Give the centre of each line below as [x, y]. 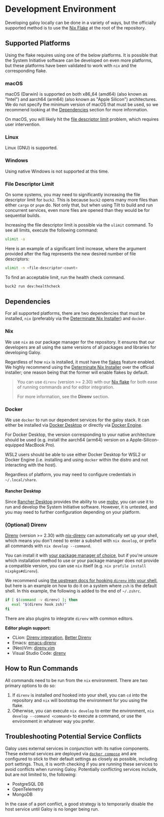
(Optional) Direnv [26, 525]
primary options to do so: [31, 686]
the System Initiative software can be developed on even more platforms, [79, 60]
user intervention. [23, 125]
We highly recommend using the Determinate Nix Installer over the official [80, 367]
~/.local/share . [21, 480]
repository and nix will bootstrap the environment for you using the [80, 700]
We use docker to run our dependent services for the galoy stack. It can [77, 420]
